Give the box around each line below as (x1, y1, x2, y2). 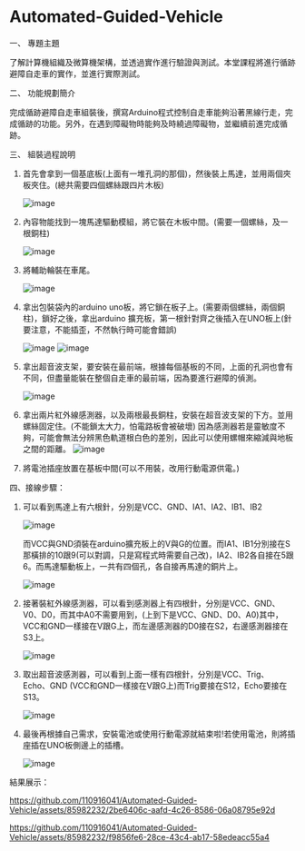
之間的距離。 (22, 443, 71, 454)
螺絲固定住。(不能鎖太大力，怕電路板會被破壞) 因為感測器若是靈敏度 (22, 421, 278, 431)
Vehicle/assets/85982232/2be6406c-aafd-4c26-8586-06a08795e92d (9, 804, 276, 815)
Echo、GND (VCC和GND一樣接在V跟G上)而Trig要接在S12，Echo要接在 (22, 679, 288, 691)
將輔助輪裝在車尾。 (22, 264, 95, 275)
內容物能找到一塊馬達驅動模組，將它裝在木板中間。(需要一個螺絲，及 (22, 216, 280, 227)
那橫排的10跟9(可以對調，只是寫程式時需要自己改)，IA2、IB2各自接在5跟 (22, 549, 294, 560)
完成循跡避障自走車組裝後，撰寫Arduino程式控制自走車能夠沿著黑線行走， (9, 106, 286, 117)
